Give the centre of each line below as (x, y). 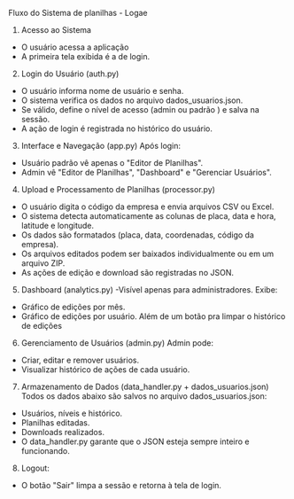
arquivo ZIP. (43, 263)
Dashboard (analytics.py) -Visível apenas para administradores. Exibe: (149, 290)
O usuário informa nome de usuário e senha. (102, 91)
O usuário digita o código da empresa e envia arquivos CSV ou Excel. (147, 207)
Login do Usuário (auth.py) (70, 74)
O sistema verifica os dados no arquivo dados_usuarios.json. (132, 100)
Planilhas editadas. (55, 423)
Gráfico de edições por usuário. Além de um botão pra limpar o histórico (153, 316)
